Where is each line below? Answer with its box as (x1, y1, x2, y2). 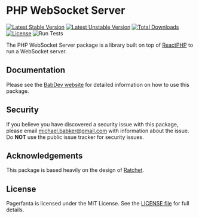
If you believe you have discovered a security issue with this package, (6, 120, 179, 128)
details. (6, 206, 25, 213)
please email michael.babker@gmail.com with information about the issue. (6, 127, 189, 134)
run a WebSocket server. (6, 47, 68, 54)
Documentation (6, 65, 66, 75)
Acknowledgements (6, 150, 83, 161)
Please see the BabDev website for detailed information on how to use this (6, 81, 189, 88)
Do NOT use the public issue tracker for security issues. (6, 133, 145, 141)
